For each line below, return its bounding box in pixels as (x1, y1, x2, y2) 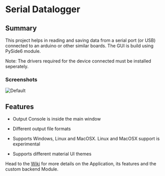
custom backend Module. (5, 166, 59, 172)
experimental (12, 141, 41, 147)
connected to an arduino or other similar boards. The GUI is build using (5, 43, 154, 49)
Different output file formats (12, 126, 71, 132)
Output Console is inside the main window (12, 116, 101, 122)
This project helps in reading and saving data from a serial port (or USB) (5, 37, 156, 43)
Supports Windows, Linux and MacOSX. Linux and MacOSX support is (12, 136, 160, 142)
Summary (5, 24, 37, 33)
